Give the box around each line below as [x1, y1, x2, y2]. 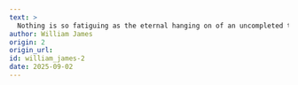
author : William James [9, 29, 93, 38]
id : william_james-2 [9, 54, 86, 63]
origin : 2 [9, 37, 46, 47]
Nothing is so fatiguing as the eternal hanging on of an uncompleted [17, 21, 284, 30]
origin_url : [9, 46, 53, 55]
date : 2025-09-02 [9, 63, 74, 72]
